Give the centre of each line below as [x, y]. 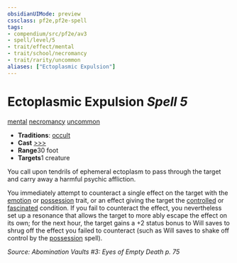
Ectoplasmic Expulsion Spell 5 [98, 102]
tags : [15, 27]
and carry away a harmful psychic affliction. [72, 179]
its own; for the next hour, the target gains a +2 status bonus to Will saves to [119, 223]
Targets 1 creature [44, 157]
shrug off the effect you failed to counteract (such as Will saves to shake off [118, 230]
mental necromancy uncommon [54, 121]
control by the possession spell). [55, 237]
